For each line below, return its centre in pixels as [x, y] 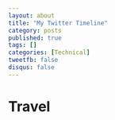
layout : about [32, 15]
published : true [35, 38]
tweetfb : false [33, 60]
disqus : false [32, 68]
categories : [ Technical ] [49, 52]
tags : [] [23, 45]
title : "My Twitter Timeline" [58, 23]
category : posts [35, 30]
